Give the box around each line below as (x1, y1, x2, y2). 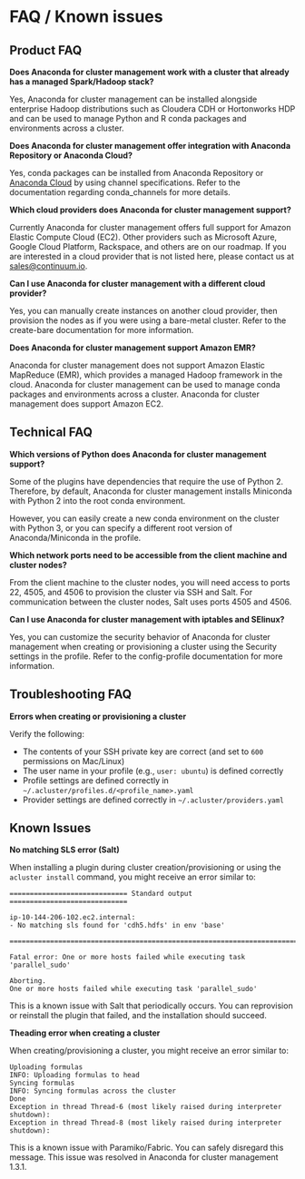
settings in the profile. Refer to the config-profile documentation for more (9, 651, 283, 662)
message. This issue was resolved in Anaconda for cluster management (9, 1152, 279, 1163)
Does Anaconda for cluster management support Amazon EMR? (9, 342, 256, 353)
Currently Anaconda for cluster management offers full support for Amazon (9, 222, 291, 232)
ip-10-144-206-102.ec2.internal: (9, 913, 136, 922)
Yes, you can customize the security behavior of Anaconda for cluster (9, 631, 271, 642)
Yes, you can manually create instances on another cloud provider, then (9, 306, 278, 316)
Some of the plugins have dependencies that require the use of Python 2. (9, 476, 284, 486)
